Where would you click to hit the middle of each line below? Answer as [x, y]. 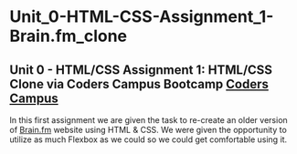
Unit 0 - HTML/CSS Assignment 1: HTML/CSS [141, 70]
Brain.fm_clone [69, 36]
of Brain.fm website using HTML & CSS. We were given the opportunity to [148, 130]
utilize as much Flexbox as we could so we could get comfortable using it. [148, 139]
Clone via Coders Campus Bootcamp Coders [139, 84]
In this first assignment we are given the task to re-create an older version [148, 120]
